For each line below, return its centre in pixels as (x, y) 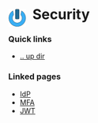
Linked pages (35, 76)
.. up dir (32, 56)
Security (61, 15)
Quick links (30, 39)
